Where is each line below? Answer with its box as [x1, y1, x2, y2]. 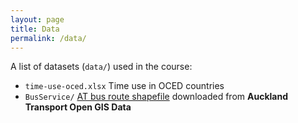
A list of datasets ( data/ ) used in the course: [10, 61, 193, 73]
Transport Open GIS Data [24, 101, 132, 113]
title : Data [10, 24, 60, 34]
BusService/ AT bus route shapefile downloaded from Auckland [24, 91, 288, 103]
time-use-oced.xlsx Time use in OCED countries [24, 80, 225, 92]
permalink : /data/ [10, 33, 87, 43]
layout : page [10, 14, 65, 25]
